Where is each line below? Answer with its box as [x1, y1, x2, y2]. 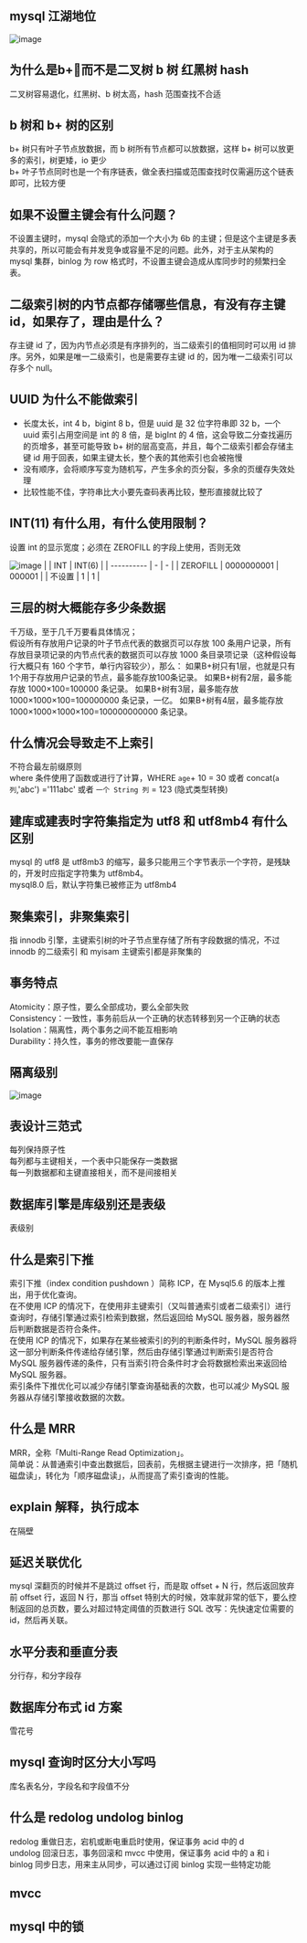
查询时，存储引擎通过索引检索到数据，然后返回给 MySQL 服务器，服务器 [9, 1312, 282, 1323]
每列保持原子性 [9, 1145, 66, 1156]
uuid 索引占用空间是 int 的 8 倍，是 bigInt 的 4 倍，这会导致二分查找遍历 [22, 428, 292, 440]
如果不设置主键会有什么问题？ [9, 206, 178, 222]
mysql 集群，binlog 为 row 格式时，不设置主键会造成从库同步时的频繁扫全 [9, 256, 287, 267]
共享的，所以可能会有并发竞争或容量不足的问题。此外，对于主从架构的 [9, 245, 274, 256]
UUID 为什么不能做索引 [9, 392, 139, 407]
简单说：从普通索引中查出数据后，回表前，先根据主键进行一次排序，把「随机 [9, 1458, 298, 1469]
